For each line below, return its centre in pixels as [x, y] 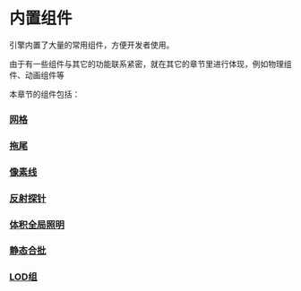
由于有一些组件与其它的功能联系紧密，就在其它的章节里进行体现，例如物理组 [150, 64]
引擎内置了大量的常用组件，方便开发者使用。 [92, 45]
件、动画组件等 [37, 75]
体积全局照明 [37, 225]
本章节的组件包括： [45, 94]
